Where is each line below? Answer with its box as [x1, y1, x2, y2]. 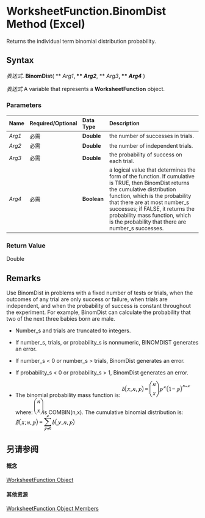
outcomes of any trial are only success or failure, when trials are [6, 296, 168, 303]
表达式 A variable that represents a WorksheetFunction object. [6, 85, 165, 92]
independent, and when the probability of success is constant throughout [6, 302, 191, 310]
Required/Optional [29, 120, 77, 127]
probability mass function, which [109, 211, 191, 219]
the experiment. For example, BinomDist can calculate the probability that [6, 308, 191, 316]
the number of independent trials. [109, 142, 193, 149]
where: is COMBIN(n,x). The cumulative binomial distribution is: [15, 409, 184, 416]
